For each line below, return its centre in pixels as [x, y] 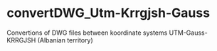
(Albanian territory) [65, 40]
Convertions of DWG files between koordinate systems [87, 33]
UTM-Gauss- [188, 33]
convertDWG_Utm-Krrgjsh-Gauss [108, 13]
